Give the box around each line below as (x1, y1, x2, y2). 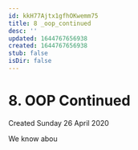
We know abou (8, 134, 58, 144)
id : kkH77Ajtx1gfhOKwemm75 (8, 11, 99, 20)
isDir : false (8, 57, 52, 65)
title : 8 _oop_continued (8, 19, 91, 27)
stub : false (8, 49, 48, 57)
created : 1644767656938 (8, 42, 88, 50)
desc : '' (8, 27, 38, 35)
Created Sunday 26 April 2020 (8, 118, 110, 127)
